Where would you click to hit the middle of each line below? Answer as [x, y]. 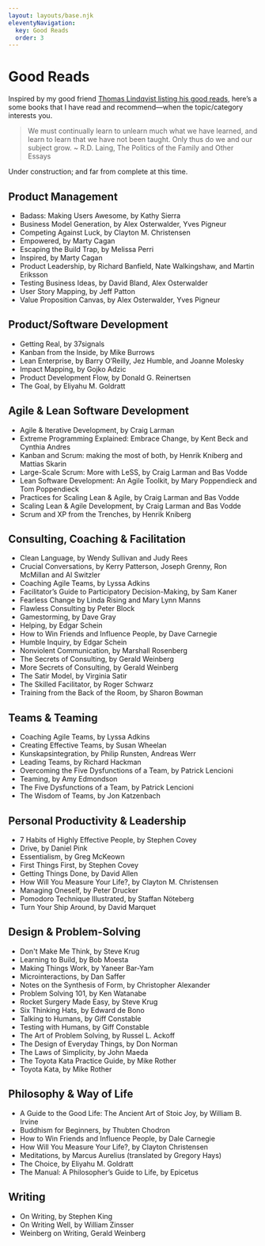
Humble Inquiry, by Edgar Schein [73, 642]
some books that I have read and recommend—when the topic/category [126, 107]
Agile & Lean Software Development [99, 411]
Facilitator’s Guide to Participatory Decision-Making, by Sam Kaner [128, 592]
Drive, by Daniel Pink [53, 848]
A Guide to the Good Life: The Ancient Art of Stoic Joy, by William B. [131, 1113]
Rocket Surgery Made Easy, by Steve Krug [89, 1001]
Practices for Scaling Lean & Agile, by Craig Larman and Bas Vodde [129, 497]
